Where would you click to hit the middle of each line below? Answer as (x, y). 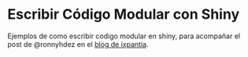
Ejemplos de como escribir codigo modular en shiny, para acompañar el (124, 36)
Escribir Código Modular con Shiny (124, 14)
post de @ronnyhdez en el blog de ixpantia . (78, 44)
